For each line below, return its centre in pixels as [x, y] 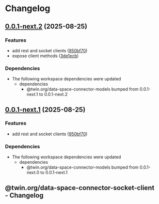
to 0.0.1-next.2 [53, 94]
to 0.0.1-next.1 [54, 173]
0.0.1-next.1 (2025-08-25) [45, 110]
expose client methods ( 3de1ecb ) [45, 56]
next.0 [33, 173]
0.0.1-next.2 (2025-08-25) [46, 26]
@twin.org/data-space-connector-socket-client [80, 188]
